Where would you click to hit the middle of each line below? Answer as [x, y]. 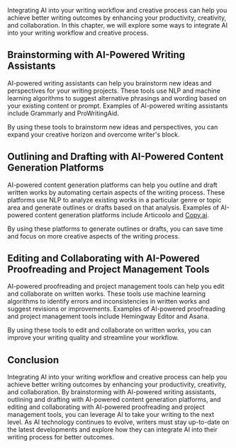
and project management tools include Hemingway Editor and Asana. [108, 316]
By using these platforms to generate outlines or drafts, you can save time [115, 229]
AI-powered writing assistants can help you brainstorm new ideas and [109, 83]
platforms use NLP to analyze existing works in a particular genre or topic [114, 200]
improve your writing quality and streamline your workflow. [93, 338]
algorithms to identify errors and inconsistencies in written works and [109, 301]
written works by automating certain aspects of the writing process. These [116, 192]
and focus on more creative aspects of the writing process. [94, 236]
